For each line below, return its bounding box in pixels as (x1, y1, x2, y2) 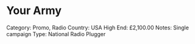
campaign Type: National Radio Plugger (6, 30, 106, 37)
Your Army (6, 4, 62, 18)
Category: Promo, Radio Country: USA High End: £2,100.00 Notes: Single (6, 24, 189, 31)
